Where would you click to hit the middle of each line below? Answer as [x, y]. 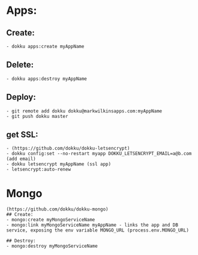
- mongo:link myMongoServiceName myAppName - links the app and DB [92, 225]
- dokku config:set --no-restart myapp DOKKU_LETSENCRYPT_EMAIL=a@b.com [99, 154]
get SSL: [22, 135]
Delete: [20, 65]
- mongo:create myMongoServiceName [51, 220]
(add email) [21, 159]
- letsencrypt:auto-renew [38, 170]
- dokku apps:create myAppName [45, 46]
